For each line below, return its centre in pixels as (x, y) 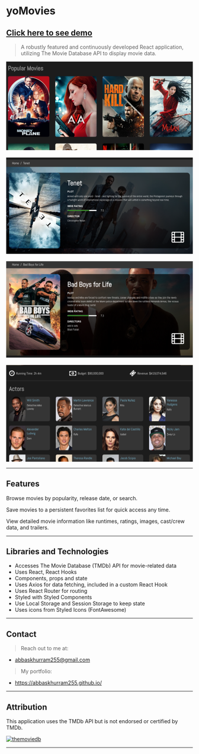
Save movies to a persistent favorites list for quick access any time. (88, 509)
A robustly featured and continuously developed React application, (102, 47)
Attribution (27, 707)
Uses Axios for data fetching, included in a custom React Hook (91, 584)
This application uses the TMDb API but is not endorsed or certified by (92, 721)
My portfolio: (36, 672)
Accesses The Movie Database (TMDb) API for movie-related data (95, 566)
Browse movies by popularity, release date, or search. (72, 498)
